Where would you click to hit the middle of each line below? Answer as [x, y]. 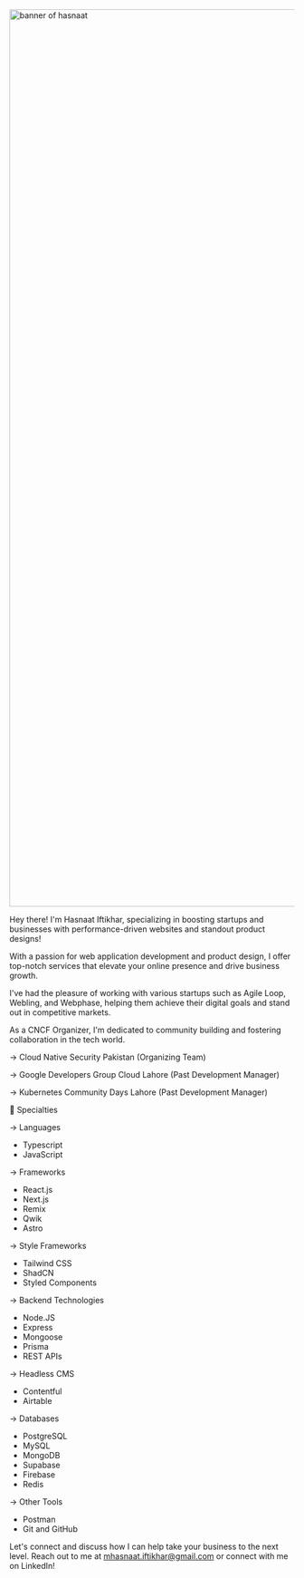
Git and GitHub [50, 1529]
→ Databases [34, 1418]
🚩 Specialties [34, 1110]
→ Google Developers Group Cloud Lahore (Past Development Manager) [145, 1075]
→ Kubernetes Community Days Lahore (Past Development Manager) [139, 1092]
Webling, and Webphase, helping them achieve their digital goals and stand [150, 1002]
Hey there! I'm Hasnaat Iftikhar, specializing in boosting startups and [137, 920]
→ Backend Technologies [57, 1300]
